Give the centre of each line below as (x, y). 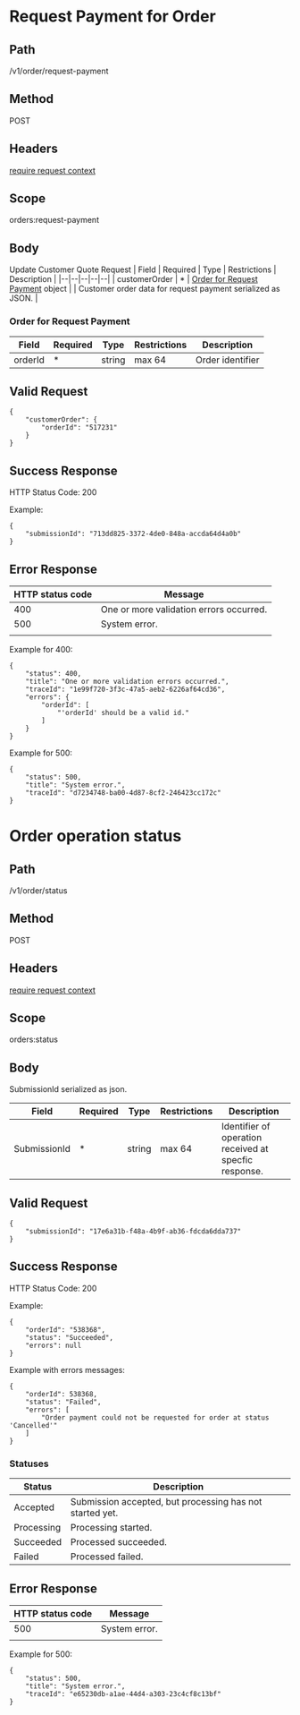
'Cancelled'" (33, 1425)
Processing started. (111, 1528)
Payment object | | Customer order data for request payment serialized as (145, 289)
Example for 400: (41, 649)
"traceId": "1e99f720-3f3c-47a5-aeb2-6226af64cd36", (125, 689)
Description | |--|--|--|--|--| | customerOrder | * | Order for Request (134, 279)
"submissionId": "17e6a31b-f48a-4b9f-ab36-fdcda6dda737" (133, 1232)
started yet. (94, 1513)
